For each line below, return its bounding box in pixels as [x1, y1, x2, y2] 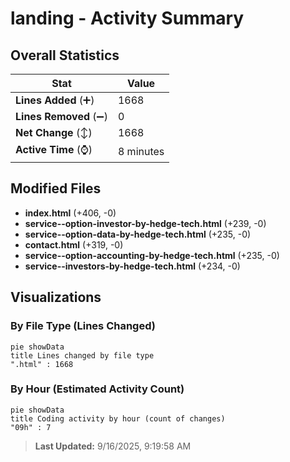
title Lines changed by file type [10, 350, 155, 361]
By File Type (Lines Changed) [10, 319, 156, 333]
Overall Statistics [10, 47, 120, 64]
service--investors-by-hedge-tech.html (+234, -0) [24, 260, 241, 272]
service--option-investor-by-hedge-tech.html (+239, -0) [24, 217, 267, 229]
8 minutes [117, 144, 165, 158]
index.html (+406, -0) [24, 207, 117, 219]
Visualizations [10, 289, 102, 306]
